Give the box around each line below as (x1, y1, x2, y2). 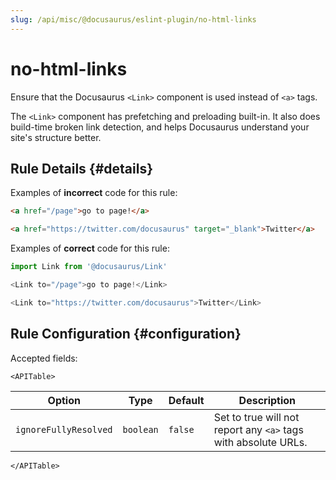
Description (238, 393, 297, 407)
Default (168, 393, 205, 407)
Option (47, 393, 81, 407)
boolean (122, 424, 159, 435)
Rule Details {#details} (10, 160, 154, 177)
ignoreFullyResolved (15, 424, 113, 435)
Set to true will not (213, 410, 300, 424)
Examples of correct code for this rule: (10, 242, 170, 255)
